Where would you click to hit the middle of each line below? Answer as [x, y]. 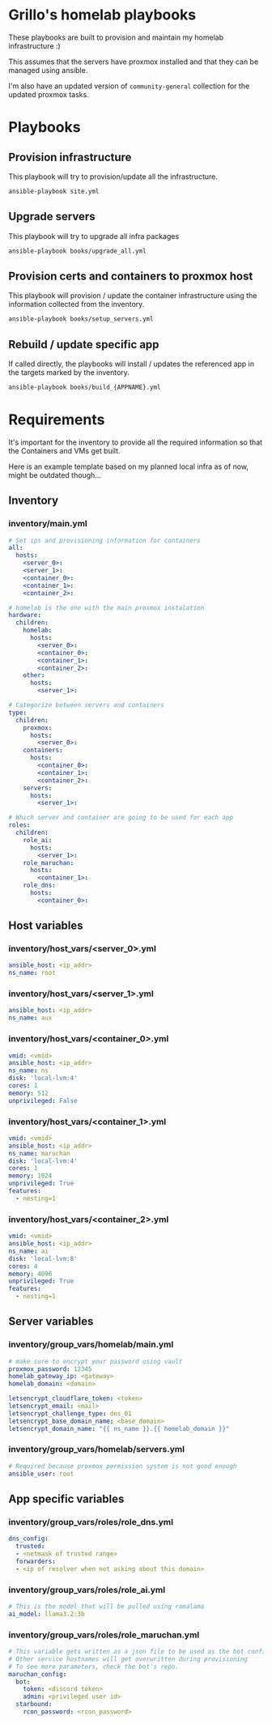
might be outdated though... [55, 475]
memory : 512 [28, 1093]
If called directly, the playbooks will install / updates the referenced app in [132, 364]
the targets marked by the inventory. [69, 372]
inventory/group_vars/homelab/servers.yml [96, 1449]
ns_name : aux [30, 1018]
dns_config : [28, 1539]
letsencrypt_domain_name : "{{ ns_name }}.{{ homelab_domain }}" [119, 1428]
